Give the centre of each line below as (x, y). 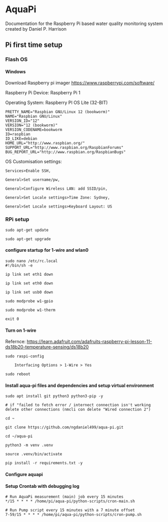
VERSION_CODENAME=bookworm (34, 130)
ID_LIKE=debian (21, 139)
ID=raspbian (18, 134)
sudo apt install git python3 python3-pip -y (54, 396)
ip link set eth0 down (29, 283)
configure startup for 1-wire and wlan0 (47, 250)
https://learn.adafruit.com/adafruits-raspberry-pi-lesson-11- (89, 342)
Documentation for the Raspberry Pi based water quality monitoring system (84, 23)
